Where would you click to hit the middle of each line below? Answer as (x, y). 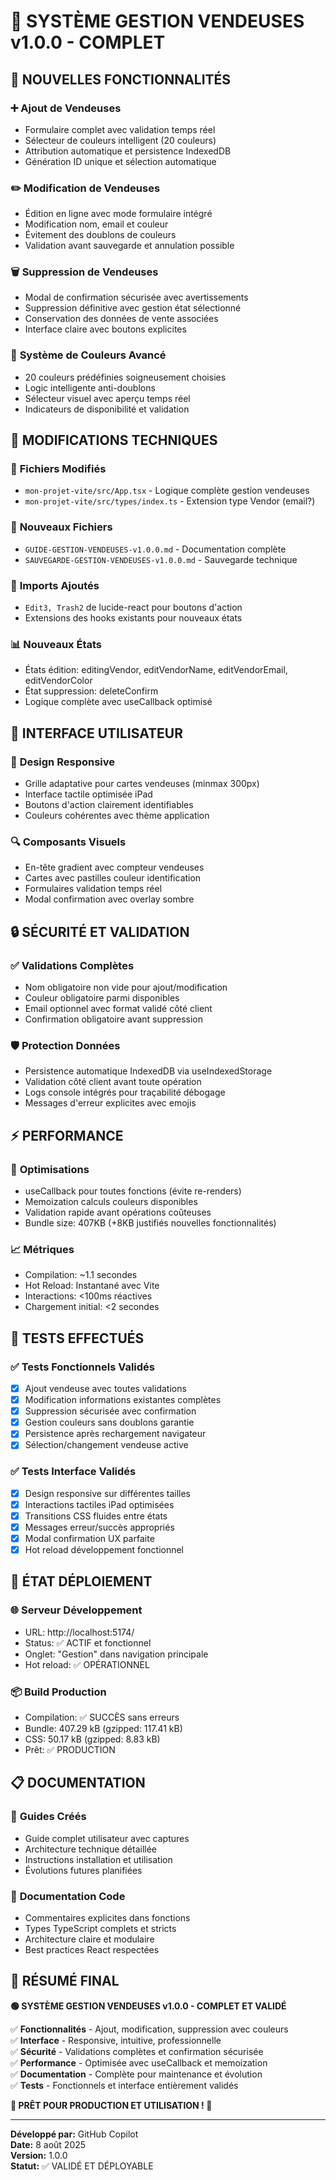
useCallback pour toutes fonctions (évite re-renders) (133, 1191)
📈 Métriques (42, 1249)
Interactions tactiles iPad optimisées (99, 1504)
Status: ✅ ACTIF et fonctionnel (88, 1642)
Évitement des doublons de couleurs (100, 235)
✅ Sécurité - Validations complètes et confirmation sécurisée (137, 2051)
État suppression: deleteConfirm (91, 691)
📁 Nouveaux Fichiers (61, 527)
